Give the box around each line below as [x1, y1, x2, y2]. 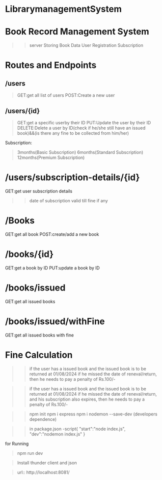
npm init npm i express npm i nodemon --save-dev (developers [29, 411, 158, 417]
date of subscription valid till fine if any [29, 197, 108, 203]
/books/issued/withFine [5, 316, 105, 327]
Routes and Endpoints [5, 60, 97, 71]
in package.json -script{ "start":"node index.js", [29, 426, 126, 432]
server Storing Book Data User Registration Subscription [29, 42, 144, 48]
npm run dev [17, 450, 43, 456]
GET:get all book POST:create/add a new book [5, 231, 99, 237]
